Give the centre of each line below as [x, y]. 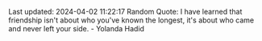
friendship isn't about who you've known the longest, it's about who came [131, 20]
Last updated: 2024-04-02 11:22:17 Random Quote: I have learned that [125, 12]
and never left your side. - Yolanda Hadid [77, 29]
